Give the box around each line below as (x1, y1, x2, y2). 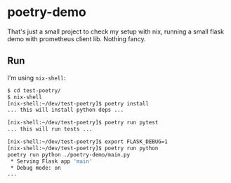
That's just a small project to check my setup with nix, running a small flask (7, 27, 225, 36)
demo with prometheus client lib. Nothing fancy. (7, 34, 146, 43)
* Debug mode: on (10, 164, 61, 171)
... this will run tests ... (7, 126, 93, 133)
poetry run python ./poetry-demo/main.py (7, 151, 131, 158)
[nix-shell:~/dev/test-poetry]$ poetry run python (7, 145, 159, 152)
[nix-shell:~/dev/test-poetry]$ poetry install (7, 100, 150, 107)
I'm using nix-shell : (7, 73, 66, 82)
